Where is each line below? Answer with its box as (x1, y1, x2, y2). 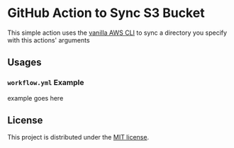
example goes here (7, 93, 64, 102)
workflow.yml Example (7, 78, 84, 88)
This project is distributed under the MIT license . (7, 133, 150, 142)
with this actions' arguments (7, 35, 90, 44)
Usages (7, 57, 42, 69)
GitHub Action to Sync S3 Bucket (7, 5, 205, 21)
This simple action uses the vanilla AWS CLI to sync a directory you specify (7, 28, 228, 37)
